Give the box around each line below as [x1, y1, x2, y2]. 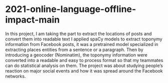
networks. [5, 73, 26, 79]
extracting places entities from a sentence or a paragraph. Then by [5, 46, 144, 52]
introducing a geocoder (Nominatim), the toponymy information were [5, 51, 148, 58]
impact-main [5, 14, 60, 25]
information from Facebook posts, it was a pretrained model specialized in [5, 41, 158, 47]
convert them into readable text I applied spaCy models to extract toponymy [5, 36, 162, 42]
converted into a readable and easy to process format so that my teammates [5, 57, 163, 63]
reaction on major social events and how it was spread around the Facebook [5, 67, 163, 73]
